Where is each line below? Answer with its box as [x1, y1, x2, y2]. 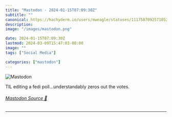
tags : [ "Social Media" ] [5, 50, 56, 55]
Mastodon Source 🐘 [5, 95, 48, 102]
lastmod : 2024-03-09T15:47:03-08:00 [5, 41, 83, 46]
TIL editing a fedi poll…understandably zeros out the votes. [5, 83, 130, 90]
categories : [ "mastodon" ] [5, 60, 60, 65]
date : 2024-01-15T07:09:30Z [5, 36, 66, 41]
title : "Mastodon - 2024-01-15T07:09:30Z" [5, 7, 97, 13]
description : [5, 22, 33, 27]
